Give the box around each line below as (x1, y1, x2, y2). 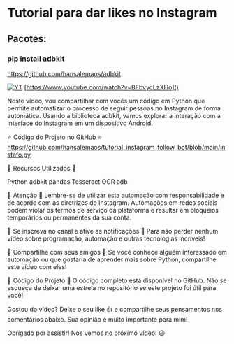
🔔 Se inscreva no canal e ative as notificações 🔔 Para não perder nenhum (7, 227, 219, 235)
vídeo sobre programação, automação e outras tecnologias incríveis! (7, 234, 205, 243)
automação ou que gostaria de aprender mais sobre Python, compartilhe (7, 255, 217, 264)
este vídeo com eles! (7, 262, 68, 271)
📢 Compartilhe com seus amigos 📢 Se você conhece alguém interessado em (7, 248, 227, 256)
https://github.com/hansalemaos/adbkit (7, 69, 121, 78)
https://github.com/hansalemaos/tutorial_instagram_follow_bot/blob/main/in (7, 143, 226, 151)
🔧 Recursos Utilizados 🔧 (7, 164, 76, 172)
